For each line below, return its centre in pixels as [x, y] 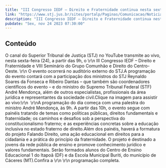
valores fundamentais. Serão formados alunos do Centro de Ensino [73, 150]
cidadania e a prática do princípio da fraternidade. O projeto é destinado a [81, 139]
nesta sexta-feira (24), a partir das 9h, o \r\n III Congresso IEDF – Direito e [80, 61]
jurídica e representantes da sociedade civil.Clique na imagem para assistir [82, 97]
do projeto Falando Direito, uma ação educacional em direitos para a [75, 134]
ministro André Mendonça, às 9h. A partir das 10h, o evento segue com [78, 108]
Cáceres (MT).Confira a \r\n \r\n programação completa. [62, 161]
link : [11, 14]
